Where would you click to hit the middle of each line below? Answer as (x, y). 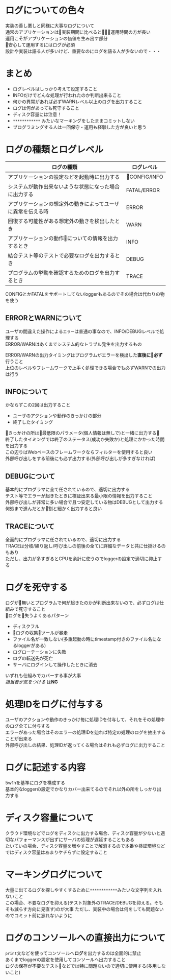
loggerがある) (32, 646)
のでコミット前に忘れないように (39, 915)
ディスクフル (26, 626)
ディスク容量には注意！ (37, 114)
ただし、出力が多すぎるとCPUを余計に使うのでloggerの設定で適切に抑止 (81, 559)
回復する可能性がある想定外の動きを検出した (62, 221)
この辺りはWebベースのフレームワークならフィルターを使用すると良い (79, 452)
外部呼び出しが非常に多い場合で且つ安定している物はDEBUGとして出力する (84, 502)
